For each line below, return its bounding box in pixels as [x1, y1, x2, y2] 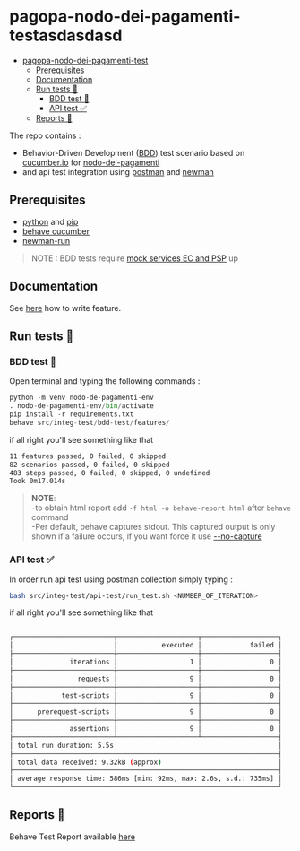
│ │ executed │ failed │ [9, 641, 282, 650]
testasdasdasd [9, 25, 123, 46]
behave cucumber [21, 226, 90, 237]
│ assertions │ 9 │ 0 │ [9, 725, 282, 734]
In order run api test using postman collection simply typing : [9, 574, 233, 585]
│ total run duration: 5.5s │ [9, 741, 282, 750]
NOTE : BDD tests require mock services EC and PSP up [30, 253, 239, 264]
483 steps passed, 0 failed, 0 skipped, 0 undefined [9, 468, 210, 477]
